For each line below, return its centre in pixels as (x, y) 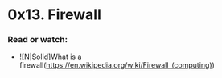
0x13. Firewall (55, 15)
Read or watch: (38, 40)
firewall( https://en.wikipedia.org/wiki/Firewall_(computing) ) (117, 65)
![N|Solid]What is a (50, 57)
